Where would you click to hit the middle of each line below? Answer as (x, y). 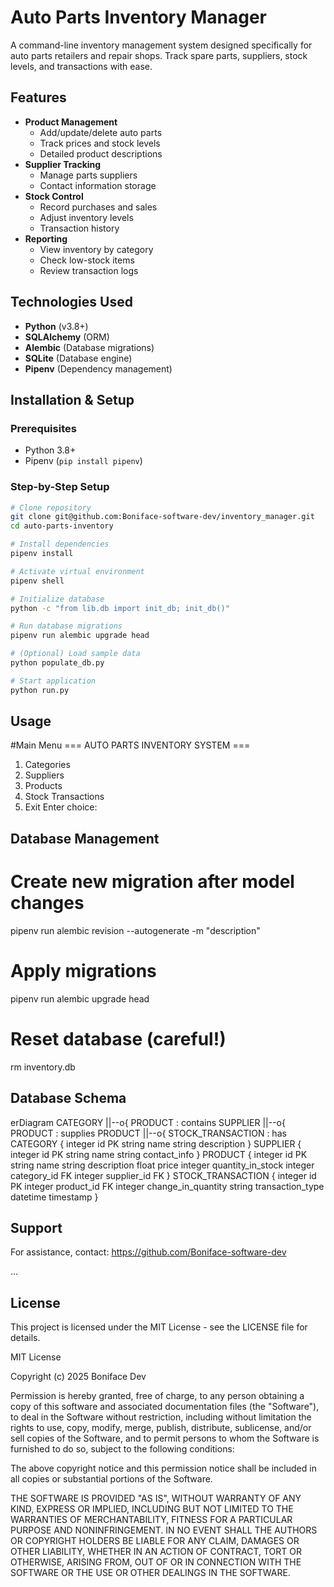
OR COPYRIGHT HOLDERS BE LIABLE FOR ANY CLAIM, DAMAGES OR (155, 1541)
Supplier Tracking (63, 164)
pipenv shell (37, 581)
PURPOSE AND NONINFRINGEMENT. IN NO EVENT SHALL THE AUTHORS (164, 1530)
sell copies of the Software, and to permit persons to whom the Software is (165, 1438)
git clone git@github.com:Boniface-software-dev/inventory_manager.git (162, 517)
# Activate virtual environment (77, 571)
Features (38, 97)
